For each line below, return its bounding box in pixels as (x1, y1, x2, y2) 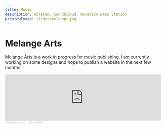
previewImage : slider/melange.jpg (5, 16, 77, 21)
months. (5, 65, 22, 71)
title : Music (5, 7, 32, 12)
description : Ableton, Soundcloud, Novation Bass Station (5, 12, 127, 17)
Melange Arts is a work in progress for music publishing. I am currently (5, 54, 149, 60)
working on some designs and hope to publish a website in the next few (5, 59, 152, 65)
